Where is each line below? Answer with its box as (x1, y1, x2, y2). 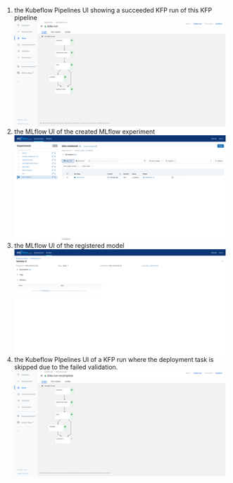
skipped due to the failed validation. (13, 363, 118, 372)
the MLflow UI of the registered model (13, 241, 125, 250)
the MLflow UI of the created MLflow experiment (13, 127, 156, 136)
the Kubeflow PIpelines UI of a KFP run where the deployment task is (13, 356, 214, 364)
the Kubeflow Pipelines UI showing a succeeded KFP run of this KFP (13, 6, 213, 14)
